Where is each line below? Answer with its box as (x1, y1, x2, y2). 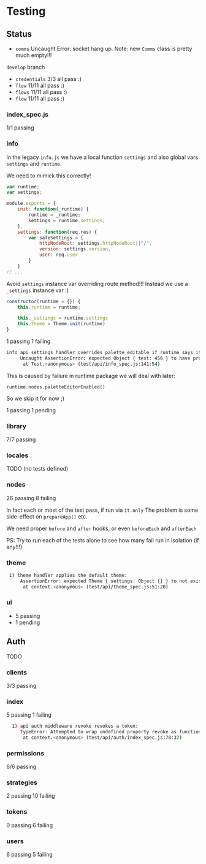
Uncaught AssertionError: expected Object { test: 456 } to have (20, 355, 191, 361)
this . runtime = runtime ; (17, 304, 81, 310)
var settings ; (6, 189, 43, 196)
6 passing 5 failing (6, 851, 53, 858)
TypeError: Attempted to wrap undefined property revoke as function (20, 729, 202, 735)
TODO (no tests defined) (6, 465, 69, 472)
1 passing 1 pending (6, 406, 56, 414)
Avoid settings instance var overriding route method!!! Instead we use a (6, 280, 188, 287)
